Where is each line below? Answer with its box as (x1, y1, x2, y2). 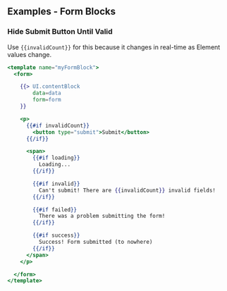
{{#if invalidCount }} (25, 122, 90, 129)
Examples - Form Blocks (7, 6, 116, 18)
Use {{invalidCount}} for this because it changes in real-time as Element (7, 42, 221, 51)
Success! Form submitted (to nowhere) (38, 239, 153, 246)
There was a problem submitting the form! (38, 213, 166, 220)
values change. (7, 50, 52, 58)
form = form (32, 97, 61, 104)
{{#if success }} (32, 232, 80, 239)
